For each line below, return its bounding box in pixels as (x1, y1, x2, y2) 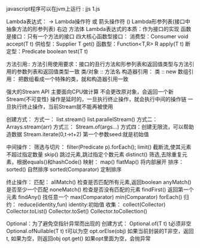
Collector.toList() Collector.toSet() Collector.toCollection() (6, 208, 148, 215)
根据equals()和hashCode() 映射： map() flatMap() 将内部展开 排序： (16, 158, 184, 166)
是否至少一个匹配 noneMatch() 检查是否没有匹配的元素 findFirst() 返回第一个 (6, 186, 194, 193)
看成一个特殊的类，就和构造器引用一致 (34, 75, 129, 82)
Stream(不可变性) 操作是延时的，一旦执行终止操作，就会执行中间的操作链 (6, 96, 187, 103)
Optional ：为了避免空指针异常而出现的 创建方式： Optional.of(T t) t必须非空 (6, 220, 192, 227)
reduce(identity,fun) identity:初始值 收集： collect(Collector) (17, 201, 166, 208)
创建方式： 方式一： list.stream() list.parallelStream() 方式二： (6, 116, 158, 123)
